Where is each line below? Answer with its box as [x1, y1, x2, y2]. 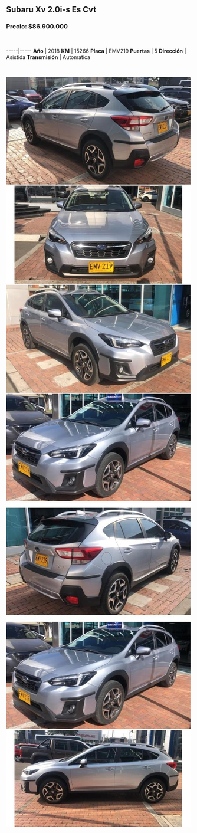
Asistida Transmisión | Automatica [6, 53, 90, 61]
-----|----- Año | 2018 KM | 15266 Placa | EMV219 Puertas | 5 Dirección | [6, 47, 186, 54]
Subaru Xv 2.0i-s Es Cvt [6, 5, 96, 15]
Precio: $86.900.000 [6, 22, 68, 31]
